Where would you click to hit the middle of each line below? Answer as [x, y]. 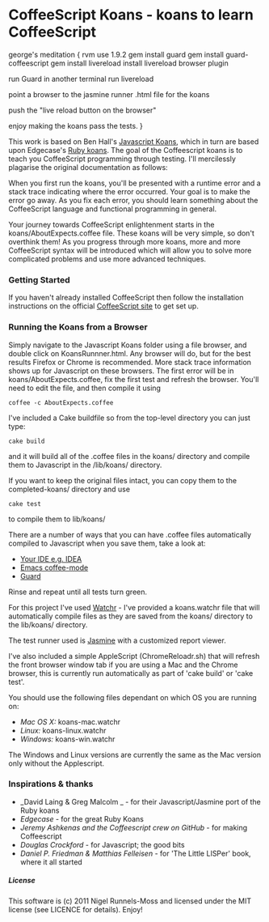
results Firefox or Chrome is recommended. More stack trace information [130, 362]
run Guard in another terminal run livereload [81, 79]
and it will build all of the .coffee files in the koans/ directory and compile [129, 456]
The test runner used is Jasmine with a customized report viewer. [117, 640]
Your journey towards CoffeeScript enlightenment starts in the [111, 224]
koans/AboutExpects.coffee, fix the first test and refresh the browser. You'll [134, 379]
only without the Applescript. [57, 763]
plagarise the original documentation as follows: [88, 167]
